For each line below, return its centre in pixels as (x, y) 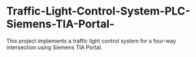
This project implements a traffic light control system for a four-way (91, 41)
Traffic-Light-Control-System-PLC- (98, 11)
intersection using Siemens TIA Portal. (54, 47)
